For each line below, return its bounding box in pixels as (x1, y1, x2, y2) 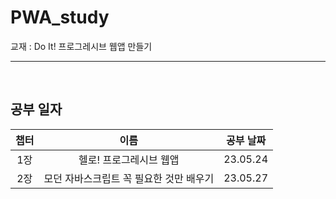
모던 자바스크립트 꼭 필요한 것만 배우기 (43, 171, 215, 185)
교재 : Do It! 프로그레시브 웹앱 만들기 (10, 40, 153, 52)
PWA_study (10, 6, 110, 29)
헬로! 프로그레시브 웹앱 (78, 152, 180, 166)
